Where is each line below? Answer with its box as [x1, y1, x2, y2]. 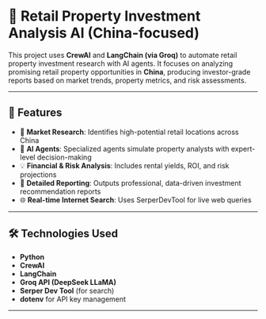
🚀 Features [8, 106, 63, 120]
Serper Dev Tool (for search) [19, 286, 115, 295]
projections [19, 170, 57, 179]
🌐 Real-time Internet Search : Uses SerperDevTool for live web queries [19, 194, 252, 205]
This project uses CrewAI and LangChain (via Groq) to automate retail [8, 50, 237, 60]
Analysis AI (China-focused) [8, 24, 200, 42]
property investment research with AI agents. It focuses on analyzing [8, 59, 234, 68]
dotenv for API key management [19, 294, 127, 304]
